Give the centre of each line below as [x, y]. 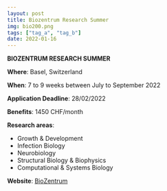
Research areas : [31, 125]
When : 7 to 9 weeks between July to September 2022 [84, 85]
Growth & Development [50, 139]
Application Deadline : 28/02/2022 [56, 99]
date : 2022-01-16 [32, 39]
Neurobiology [36, 153]
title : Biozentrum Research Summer [58, 20]
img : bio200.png [30, 26]
